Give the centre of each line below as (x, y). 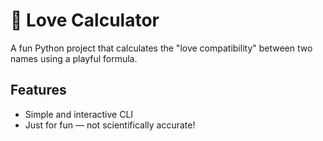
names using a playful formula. (74, 58)
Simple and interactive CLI (79, 114)
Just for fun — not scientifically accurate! (110, 125)
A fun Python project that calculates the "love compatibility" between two (161, 48)
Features (38, 90)
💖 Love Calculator (85, 20)
